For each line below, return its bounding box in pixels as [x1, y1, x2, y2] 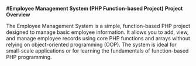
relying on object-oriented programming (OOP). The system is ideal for [6, 41, 177, 48]
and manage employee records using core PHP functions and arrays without [6, 35, 190, 41]
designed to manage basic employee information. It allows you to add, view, [6, 29, 189, 36]
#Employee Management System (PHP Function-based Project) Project [6, 5, 183, 12]
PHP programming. [6, 54, 52, 60]
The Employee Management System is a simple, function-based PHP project [6, 23, 191, 29]
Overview [6, 11, 30, 18]
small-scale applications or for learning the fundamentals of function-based [6, 47, 189, 54]
